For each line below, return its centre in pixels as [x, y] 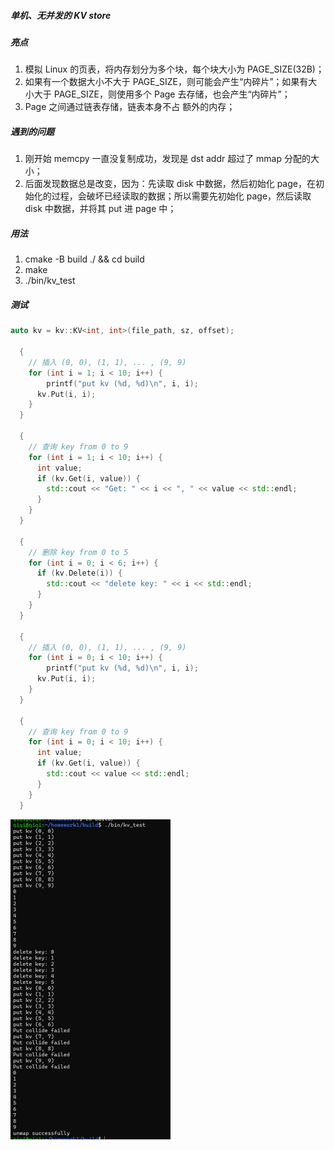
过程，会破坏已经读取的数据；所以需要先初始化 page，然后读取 [181, 196]
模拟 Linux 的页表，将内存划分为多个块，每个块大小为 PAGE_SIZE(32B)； [174, 69]
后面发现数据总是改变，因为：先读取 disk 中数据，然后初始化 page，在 [170, 184]
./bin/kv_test [50, 281]
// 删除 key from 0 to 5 [78, 552]
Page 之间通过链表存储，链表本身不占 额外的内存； [130, 107]
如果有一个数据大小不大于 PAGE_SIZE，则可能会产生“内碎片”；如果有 [166, 82]
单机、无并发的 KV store [61, 15]
